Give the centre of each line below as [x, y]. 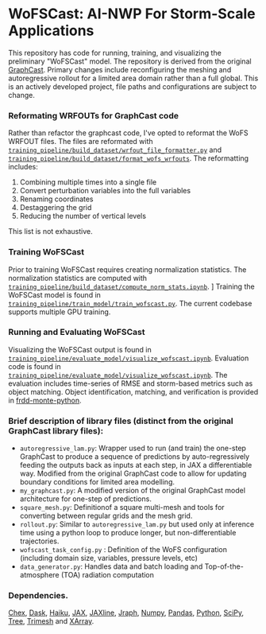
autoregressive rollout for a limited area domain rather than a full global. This [133, 78]
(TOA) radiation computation [108, 575]
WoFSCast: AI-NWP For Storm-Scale [132, 14]
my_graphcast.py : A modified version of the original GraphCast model [133, 491]
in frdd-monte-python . [45, 400]
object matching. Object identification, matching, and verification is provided [133, 391]
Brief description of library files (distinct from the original [121, 421]
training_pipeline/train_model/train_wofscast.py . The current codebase [130, 303]
